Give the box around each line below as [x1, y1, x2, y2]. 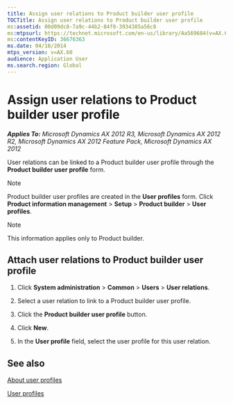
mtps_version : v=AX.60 [7, 49, 73, 56]
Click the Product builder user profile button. [17, 310, 148, 318]
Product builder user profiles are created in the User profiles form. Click [7, 192, 214, 200]
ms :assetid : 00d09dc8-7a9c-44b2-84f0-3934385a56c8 [7, 23, 157, 30]
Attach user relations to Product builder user [7, 254, 204, 266]
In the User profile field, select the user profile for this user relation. [17, 337, 211, 346]
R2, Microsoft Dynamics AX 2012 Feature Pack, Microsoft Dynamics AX [7, 137, 212, 145]
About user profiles [7, 376, 62, 385]
